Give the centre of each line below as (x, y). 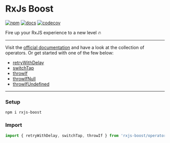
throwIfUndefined (31, 84)
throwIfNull (24, 78)
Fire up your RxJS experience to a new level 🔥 (53, 32)
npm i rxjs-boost (24, 112)
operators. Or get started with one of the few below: (59, 53)
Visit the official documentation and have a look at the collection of (75, 47)
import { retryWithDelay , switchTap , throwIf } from (62, 135)
